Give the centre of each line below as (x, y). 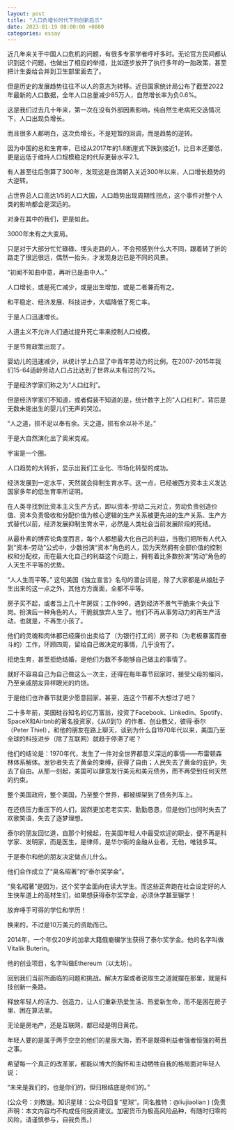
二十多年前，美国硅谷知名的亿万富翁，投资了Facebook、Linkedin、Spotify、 (117, 713)
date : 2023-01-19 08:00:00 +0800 (56, 27)
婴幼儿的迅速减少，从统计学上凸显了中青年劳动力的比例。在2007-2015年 (111, 361)
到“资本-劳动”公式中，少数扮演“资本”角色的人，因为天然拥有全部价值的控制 (115, 548)
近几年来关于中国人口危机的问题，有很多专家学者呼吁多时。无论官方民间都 (114, 54)
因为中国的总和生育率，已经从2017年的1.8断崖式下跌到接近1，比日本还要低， (117, 148)
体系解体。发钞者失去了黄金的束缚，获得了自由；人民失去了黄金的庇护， (117, 762)
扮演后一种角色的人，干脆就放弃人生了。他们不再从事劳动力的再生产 (117, 612)
